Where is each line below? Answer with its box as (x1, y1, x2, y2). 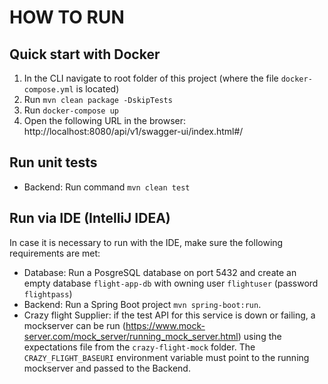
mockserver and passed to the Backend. (23, 362, 191, 374)
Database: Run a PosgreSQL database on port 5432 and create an (23, 266, 297, 278)
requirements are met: (9, 247, 101, 259)
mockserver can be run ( (23, 319, 126, 331)
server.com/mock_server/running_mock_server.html (23, 330, 239, 342)
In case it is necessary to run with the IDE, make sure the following (9, 236, 284, 248)
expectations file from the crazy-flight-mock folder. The (23, 341, 256, 353)
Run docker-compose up (23, 104, 119, 116)
